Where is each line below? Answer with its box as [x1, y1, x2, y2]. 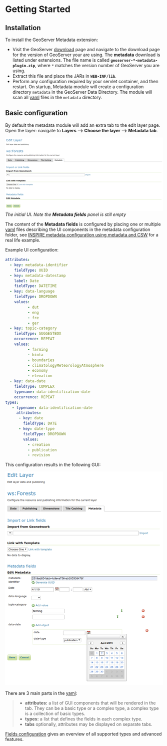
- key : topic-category [9, 326, 57, 331]
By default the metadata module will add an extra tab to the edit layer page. [5, 122, 160, 128]
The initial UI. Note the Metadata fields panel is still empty [5, 211, 126, 217]
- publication [27, 447, 57, 452]
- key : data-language [9, 289, 55, 294]
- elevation [27, 373, 52, 379]
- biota [27, 352, 43, 357]
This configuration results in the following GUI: [5, 462, 101, 468]
